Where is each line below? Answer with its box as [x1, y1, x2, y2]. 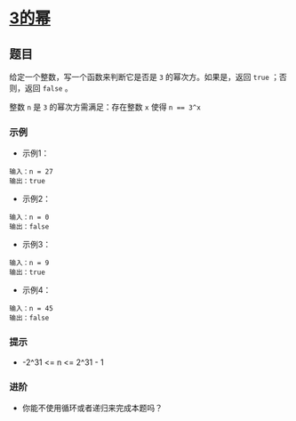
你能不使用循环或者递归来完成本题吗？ [21, 402, 163, 413]
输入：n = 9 [9, 259, 50, 268]
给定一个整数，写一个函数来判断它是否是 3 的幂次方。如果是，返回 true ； [9, 72, 280, 82]
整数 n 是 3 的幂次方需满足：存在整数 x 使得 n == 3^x [9, 101, 202, 112]
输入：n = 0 [9, 213, 50, 223]
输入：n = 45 [9, 304, 53, 313]
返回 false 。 [24, 83, 73, 93]
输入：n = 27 [9, 167, 53, 176]
